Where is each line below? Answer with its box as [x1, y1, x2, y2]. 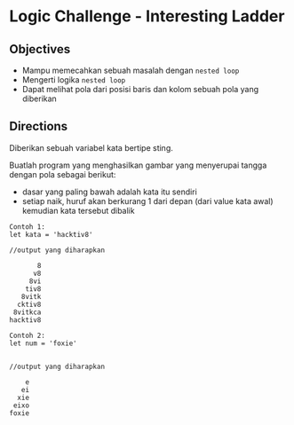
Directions [9, 119, 68, 134]
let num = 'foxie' [9, 339, 77, 348]
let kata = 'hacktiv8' [9, 230, 93, 239]
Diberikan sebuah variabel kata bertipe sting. [9, 142, 173, 153]
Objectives [9, 42, 71, 57]
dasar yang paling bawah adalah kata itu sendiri [21, 186, 197, 197]
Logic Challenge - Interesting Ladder [9, 6, 285, 27]
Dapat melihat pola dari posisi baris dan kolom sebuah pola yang [21, 84, 259, 94]
